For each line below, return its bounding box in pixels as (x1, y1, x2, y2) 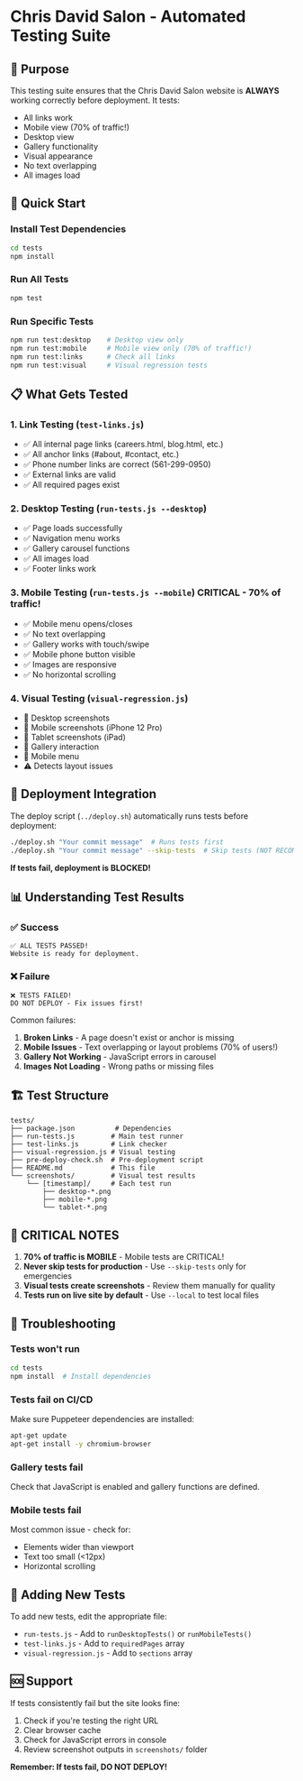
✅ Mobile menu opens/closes (22, 618, 133, 629)
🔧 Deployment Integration (10, 786, 156, 802)
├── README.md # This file (10, 1163, 156, 1173)
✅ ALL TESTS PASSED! (10, 941, 89, 950)
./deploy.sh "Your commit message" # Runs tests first (10, 837, 224, 847)
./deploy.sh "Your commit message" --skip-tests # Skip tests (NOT (10, 846, 272, 855)
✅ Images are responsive (22, 658, 117, 669)
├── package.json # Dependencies (10, 1125, 172, 1134)
